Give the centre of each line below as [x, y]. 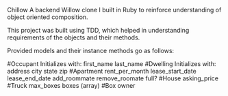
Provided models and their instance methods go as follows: [91, 51]
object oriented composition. [48, 17]
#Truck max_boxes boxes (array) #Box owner [71, 85]
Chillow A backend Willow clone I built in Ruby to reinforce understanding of [114, 10]
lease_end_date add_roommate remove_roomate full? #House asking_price [113, 78]
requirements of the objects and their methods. [74, 37]
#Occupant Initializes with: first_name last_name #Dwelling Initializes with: [112, 64]
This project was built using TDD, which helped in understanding [98, 30]
